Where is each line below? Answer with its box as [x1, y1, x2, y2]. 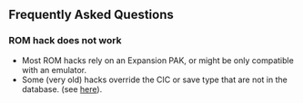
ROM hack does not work [8, 34, 122, 47]
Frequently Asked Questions [8, 7, 175, 23]
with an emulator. [21, 64, 87, 75]
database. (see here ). [21, 83, 103, 94]
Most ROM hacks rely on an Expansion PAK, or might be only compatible [21, 54, 295, 66]
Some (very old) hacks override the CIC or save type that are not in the [21, 74, 288, 85]
